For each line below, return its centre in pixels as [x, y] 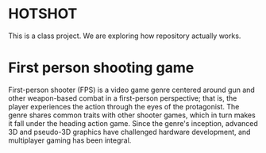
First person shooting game [101, 68]
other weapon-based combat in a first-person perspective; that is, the [123, 98]
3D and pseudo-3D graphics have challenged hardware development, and [129, 132]
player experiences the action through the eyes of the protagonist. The [124, 106]
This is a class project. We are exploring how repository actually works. [125, 36]
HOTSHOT [43, 14]
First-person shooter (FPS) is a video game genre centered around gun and [132, 90]
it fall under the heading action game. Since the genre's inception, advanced [133, 123]
